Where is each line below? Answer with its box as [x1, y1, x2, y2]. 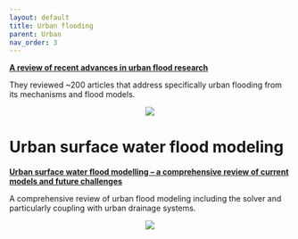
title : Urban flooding [9, 21, 94, 30]
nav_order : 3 [9, 37, 58, 47]
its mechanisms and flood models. [9, 89, 136, 100]
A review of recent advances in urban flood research [9, 62, 209, 73]
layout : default [9, 12, 70, 22]
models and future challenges [9, 176, 123, 187]
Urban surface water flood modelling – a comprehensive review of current [9, 167, 289, 177]
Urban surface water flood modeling [9, 137, 284, 157]
